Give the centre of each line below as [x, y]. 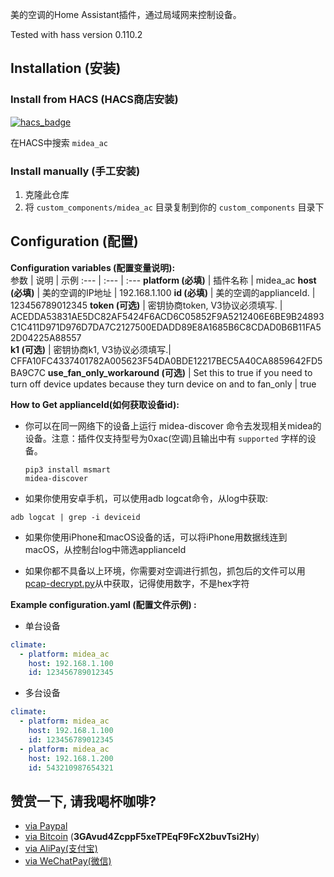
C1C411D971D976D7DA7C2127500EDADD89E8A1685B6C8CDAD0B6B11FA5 [166, 327]
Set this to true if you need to [253, 372]
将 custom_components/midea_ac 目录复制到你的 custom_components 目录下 [174, 207]
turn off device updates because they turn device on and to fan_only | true [163, 384]
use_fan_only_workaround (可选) [116, 372]
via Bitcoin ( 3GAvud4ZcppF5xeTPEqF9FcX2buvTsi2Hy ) [142, 837]
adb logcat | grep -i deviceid [75, 517]
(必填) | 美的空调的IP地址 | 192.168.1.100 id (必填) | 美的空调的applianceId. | [163, 292]
